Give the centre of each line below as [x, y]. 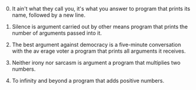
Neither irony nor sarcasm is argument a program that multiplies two [96, 63]
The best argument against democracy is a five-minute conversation [97, 45]
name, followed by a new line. [49, 15]
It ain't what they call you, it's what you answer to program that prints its [101, 9]
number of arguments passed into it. [57, 33]
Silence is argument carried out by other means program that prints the [100, 27]
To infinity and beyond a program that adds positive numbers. [88, 81]
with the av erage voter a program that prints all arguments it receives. [99, 51]
